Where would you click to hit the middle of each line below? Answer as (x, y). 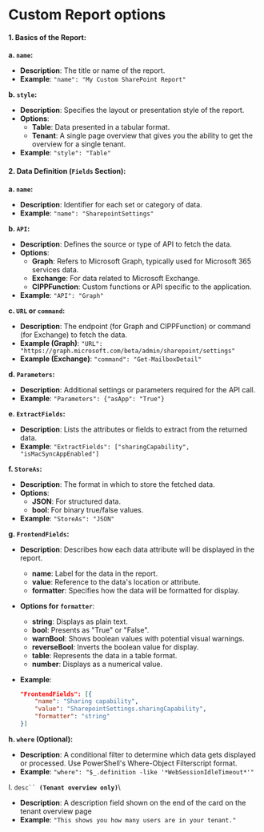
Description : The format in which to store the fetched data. (117, 484)
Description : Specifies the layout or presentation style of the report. (132, 111)
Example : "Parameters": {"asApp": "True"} (92, 398)
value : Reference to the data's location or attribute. (116, 581)
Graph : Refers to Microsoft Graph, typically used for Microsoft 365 (142, 261)
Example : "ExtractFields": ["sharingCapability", (105, 446)
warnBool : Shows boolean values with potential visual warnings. (138, 638)
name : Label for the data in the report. (95, 573)
